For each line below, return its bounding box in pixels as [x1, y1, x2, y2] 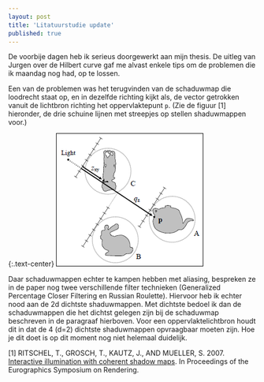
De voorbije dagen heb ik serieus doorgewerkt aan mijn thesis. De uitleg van [8, 52, 256, 62]
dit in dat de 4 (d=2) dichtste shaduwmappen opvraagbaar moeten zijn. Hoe [8, 324, 255, 335]
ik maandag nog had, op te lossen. [8, 69, 121, 78]
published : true [8, 29, 61, 37]
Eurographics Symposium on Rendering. [8, 365, 139, 375]
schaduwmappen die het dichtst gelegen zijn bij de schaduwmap [8, 308, 219, 317]
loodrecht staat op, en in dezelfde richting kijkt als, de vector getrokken [8, 92, 240, 102]
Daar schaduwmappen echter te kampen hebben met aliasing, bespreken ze [8, 275, 256, 284]
